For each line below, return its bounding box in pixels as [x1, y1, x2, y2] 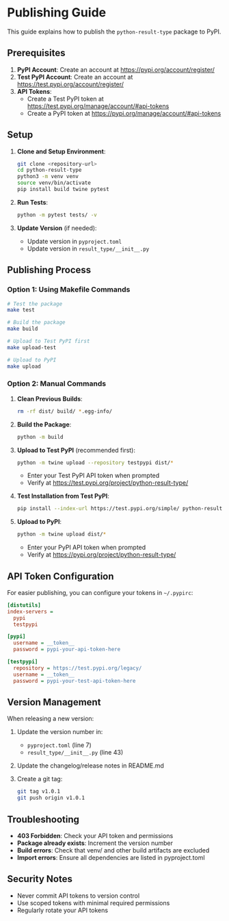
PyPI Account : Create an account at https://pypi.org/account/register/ [16, 65, 215, 73]
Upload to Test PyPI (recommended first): [16, 446, 135, 454]
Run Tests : [16, 198, 49, 206]
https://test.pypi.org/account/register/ [16, 80, 124, 88]
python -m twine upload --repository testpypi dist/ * [16, 459, 174, 466]
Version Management [7, 696, 101, 708]
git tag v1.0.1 [16, 788, 61, 795]
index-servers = [7, 608, 53, 615]
